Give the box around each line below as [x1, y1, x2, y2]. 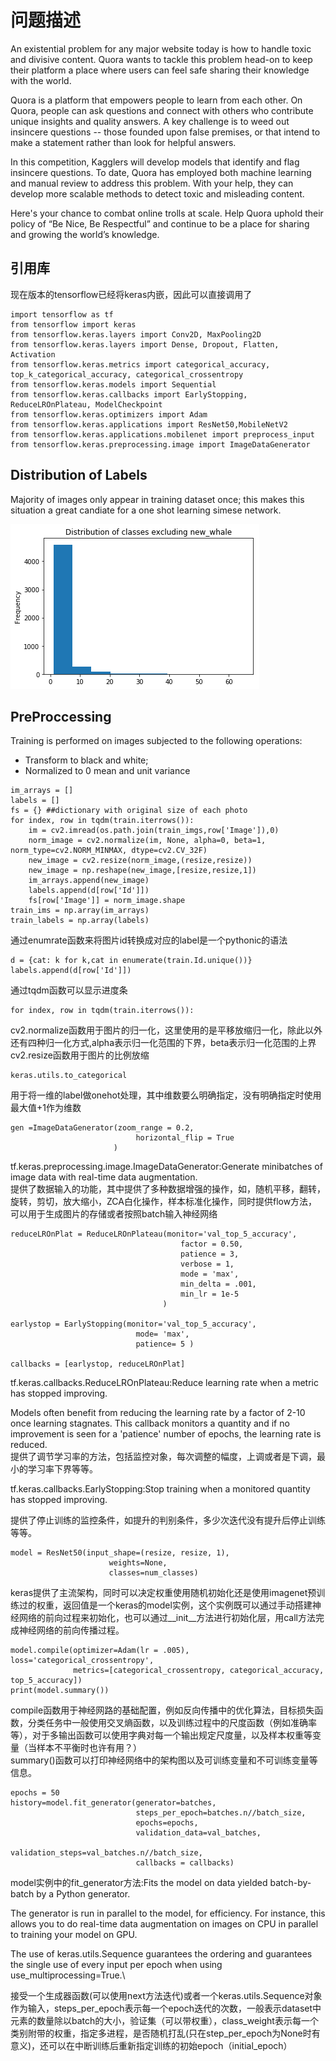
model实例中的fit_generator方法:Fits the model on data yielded [10, 1877, 268, 1889]
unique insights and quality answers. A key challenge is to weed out [10, 115, 290, 127]
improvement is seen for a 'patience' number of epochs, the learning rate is [10, 1428, 322, 1440]
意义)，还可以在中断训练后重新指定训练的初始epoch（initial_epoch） [10, 2040, 293, 2052]
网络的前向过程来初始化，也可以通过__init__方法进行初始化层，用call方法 [18, 1612, 316, 1624]
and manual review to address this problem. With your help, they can [10, 177, 294, 189]
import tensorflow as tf [10, 309, 114, 320]
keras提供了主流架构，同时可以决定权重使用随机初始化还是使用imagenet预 [10, 1587, 317, 1599]
